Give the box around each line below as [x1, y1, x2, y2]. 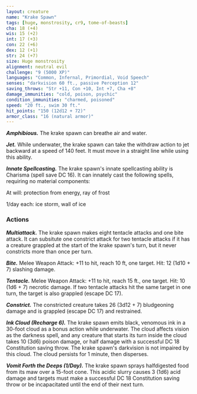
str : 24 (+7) [6, 53, 38, 59]
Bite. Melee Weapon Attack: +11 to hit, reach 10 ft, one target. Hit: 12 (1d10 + [6, 259, 190, 267]
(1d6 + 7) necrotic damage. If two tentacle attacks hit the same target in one [6, 283, 191, 290]
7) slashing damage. [6, 265, 56, 273]
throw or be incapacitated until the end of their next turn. [6, 380, 145, 388]
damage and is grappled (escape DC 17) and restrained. [6, 307, 143, 315]
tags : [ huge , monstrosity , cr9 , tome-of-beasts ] [6, 20, 128, 25]
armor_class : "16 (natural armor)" [6, 113, 94, 119]
